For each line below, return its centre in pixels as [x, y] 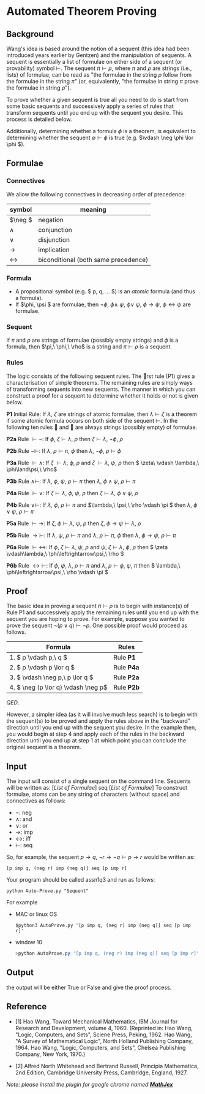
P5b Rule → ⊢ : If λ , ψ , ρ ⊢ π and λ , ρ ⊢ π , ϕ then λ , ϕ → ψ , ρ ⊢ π [91, 535]
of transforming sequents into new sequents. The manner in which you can [101, 389]
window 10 [29, 942]
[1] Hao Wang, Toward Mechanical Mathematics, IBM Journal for [96, 1021]
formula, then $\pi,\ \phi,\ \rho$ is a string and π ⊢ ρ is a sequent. [89, 347]
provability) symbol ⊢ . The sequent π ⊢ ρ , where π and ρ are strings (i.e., [99, 68]
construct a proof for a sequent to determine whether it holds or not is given [102, 395]
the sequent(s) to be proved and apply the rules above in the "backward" [99, 721]
